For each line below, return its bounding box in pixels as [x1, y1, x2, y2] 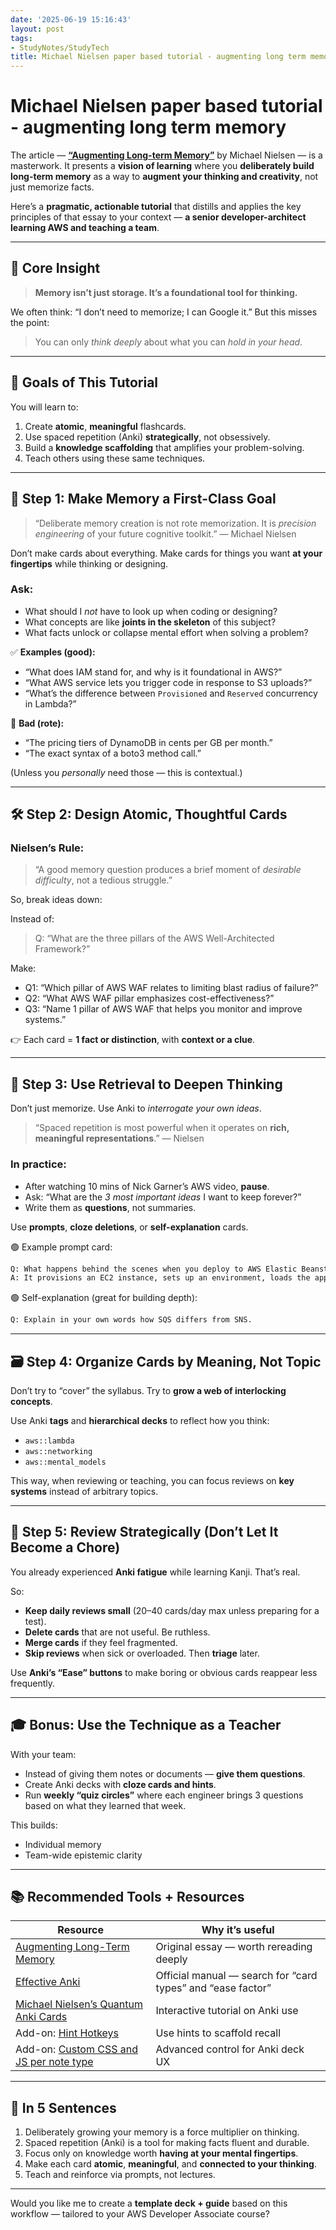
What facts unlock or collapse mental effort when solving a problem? [24, 626, 309, 638]
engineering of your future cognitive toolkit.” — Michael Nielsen [34, 527, 297, 540]
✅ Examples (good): [10, 646, 96, 658]
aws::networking [24, 1447, 93, 1457]
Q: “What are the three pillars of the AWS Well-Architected [34, 932, 275, 945]
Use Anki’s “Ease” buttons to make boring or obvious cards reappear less [10, 1666, 318, 1678]
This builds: [10, 1819, 58, 1831]
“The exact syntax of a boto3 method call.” [24, 747, 202, 759]
